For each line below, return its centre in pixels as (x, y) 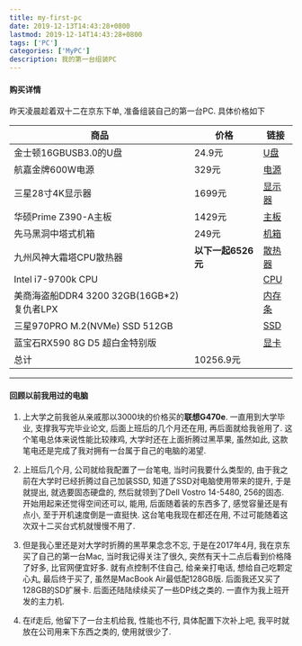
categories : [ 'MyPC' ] (50, 51)
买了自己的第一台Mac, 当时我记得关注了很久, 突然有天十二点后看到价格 (153, 556)
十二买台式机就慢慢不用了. (87, 526)
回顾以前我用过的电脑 (49, 395)
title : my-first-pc (46, 18)
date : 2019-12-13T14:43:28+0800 (70, 26)
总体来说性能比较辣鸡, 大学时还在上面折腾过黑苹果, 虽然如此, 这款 (167, 440)
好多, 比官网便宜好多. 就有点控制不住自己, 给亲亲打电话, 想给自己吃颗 (157, 568)
